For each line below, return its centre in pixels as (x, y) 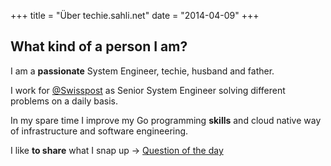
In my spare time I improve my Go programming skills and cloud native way (166, 120)
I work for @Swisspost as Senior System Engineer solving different (148, 90)
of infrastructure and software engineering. (99, 131)
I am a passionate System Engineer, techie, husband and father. (142, 71)
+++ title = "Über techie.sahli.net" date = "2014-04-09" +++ (135, 15)
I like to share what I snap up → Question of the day (117, 150)
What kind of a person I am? (99, 46)
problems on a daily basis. (64, 101)
